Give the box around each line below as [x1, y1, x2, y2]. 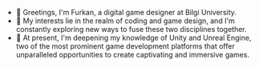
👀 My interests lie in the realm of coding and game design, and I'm [15, 16, 235, 26]
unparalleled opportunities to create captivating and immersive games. [15, 50, 250, 59]
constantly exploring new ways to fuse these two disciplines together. [15, 25, 247, 33]
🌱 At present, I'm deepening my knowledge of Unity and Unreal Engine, [15, 33, 252, 42]
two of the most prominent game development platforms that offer [15, 41, 235, 51]
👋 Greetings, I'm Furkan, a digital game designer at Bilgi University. [15, 8, 237, 17]
